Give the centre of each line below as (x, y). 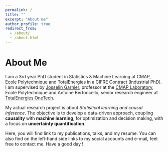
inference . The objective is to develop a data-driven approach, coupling (79, 113)
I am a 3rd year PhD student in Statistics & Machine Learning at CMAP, (78, 76)
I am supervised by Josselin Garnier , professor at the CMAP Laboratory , (79, 87)
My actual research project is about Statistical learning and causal (74, 107)
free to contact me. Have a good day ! (44, 144)
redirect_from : (21, 29)
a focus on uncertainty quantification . (45, 123)
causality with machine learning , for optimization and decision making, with (84, 118)
